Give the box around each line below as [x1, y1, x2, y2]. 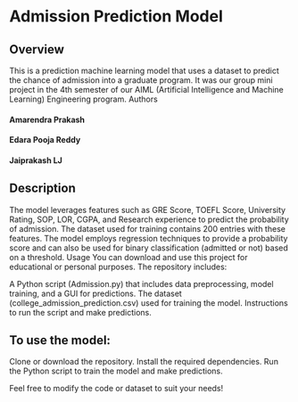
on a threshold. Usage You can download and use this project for [9, 251, 248, 262]
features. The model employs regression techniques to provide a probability [9, 233, 288, 243]
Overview [9, 42, 65, 57]
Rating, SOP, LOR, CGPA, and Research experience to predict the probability [9, 214, 290, 225]
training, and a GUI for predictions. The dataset [9, 288, 183, 299]
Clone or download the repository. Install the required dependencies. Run [9, 357, 279, 367]
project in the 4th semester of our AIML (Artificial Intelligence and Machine [9, 85, 284, 94]
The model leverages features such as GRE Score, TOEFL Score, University [9, 204, 286, 215]
